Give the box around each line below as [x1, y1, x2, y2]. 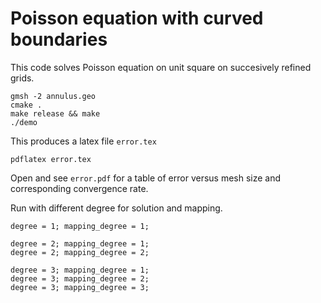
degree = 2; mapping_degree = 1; [10, 238, 150, 249]
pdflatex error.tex [10, 154, 92, 164]
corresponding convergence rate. [10, 182, 149, 194]
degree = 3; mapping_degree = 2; [10, 273, 150, 284]
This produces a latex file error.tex [10, 135, 157, 147]
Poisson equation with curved [10, 7, 264, 30]
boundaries [10, 28, 108, 51]
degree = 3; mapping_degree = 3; [10, 282, 150, 292]
